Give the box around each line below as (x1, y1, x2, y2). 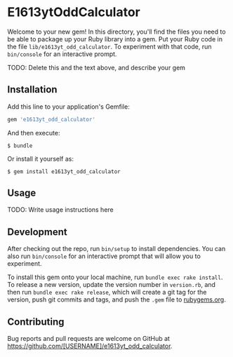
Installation (7, 83, 58, 95)
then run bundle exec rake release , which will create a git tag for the (7, 288, 207, 297)
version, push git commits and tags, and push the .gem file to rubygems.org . (7, 295, 227, 304)
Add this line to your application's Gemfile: (7, 102, 130, 111)
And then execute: (7, 128, 60, 137)
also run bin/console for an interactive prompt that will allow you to (7, 252, 201, 260)
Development (7, 226, 68, 238)
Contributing (7, 316, 65, 328)
